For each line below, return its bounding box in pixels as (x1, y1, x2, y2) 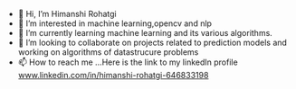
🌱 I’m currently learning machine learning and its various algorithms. (17, 28, 273, 38)
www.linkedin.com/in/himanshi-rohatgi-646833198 (17, 70, 209, 80)
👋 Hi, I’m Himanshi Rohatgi (17, 9, 117, 19)
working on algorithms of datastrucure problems (17, 47, 199, 58)
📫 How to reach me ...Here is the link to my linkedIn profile (17, 57, 238, 67)
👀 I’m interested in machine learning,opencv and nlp (17, 18, 213, 29)
